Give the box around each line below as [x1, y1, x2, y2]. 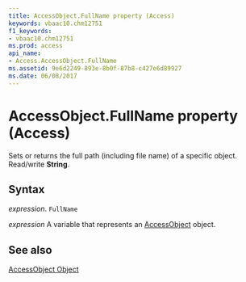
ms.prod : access [8, 42, 63, 50]
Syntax [8, 183, 45, 196]
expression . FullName [8, 204, 78, 214]
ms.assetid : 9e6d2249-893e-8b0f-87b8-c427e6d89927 [8, 65, 182, 73]
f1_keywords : [8, 27, 52, 35]
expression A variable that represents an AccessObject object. [8, 220, 216, 229]
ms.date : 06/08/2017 [8, 72, 78, 80]
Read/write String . [8, 159, 70, 169]
